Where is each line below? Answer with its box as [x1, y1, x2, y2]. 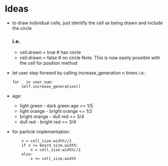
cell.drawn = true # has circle [19, 49, 81, 56]
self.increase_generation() [21, 84, 81, 89]
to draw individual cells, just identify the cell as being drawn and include [12, 20, 163, 26]
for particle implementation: [12, 129, 71, 135]
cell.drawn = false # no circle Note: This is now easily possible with [19, 55, 160, 61]
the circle [12, 25, 32, 31]
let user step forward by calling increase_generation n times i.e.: [12, 70, 147, 76]
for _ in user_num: [12, 79, 54, 85]
